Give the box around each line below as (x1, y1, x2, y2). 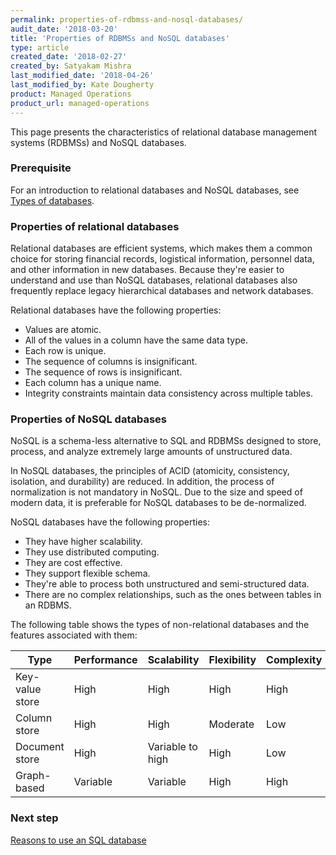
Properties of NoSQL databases (10, 412, 168, 426)
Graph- (15, 769, 52, 783)
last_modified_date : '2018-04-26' (10, 71, 155, 81)
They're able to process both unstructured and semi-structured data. (24, 578, 310, 590)
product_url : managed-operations (10, 98, 150, 108)
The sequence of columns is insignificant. (24, 356, 198, 368)
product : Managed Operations (10, 89, 132, 99)
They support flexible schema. (24, 567, 151, 580)
